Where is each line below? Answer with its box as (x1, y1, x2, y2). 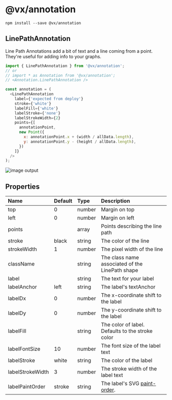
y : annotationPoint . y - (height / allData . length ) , (24, 139, 137, 144)
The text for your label (100, 275, 155, 282)
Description (100, 197, 131, 205)
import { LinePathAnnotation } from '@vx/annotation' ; (5, 63, 125, 69)
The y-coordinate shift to (100, 306, 162, 314)
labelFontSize (8, 345, 41, 352)
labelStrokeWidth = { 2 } (14, 115, 60, 121)
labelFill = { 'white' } (14, 106, 58, 111)
